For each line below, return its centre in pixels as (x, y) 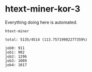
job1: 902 (15, 52)
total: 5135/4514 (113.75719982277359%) (46, 40)
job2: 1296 (16, 57)
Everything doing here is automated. (41, 22)
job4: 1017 (16, 65)
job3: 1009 (16, 61)
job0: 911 (15, 48)
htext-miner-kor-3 (43, 9)
